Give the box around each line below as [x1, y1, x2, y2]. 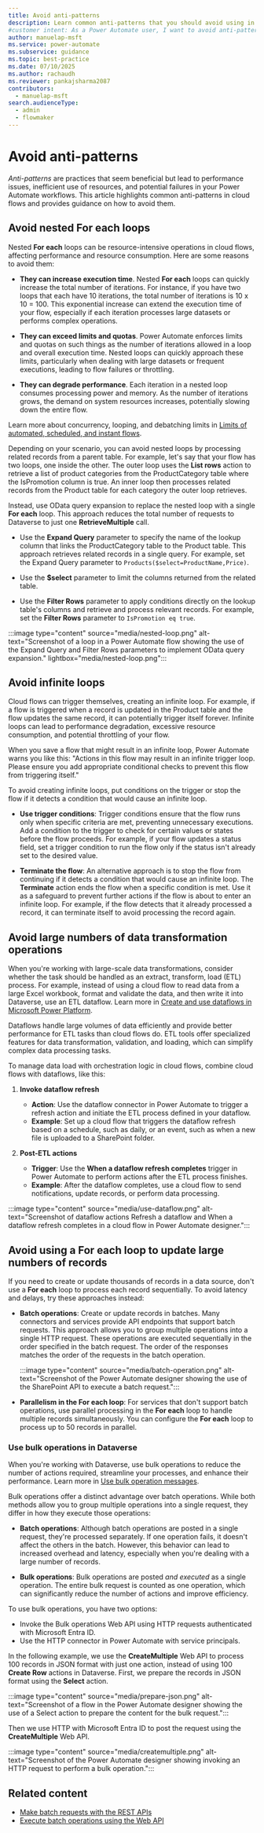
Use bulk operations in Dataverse [8, 1442, 137, 1453]
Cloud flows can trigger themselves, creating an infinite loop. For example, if [8, 697, 255, 706]
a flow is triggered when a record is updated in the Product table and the [8, 705, 244, 715]
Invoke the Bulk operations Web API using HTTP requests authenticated [19, 1619, 252, 1629]
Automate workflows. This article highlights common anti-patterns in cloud [8, 190, 250, 200]
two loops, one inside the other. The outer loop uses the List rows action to [8, 460, 251, 470]
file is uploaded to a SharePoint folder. [31, 1133, 156, 1143]
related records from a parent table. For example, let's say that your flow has [8, 452, 256, 461]
